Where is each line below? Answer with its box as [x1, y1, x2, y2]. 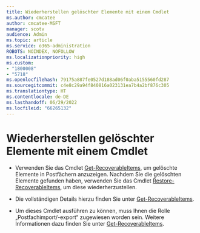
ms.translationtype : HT [6, 88, 67, 94]
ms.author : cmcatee [6, 15, 56, 21]
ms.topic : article [6, 37, 53, 43]
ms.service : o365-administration [6, 43, 91, 49]
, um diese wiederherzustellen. [60, 184, 138, 191]
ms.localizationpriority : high [6, 54, 85, 60]
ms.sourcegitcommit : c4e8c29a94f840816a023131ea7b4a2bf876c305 [6, 83, 170, 89]
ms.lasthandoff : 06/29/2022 [6, 99, 78, 105]
